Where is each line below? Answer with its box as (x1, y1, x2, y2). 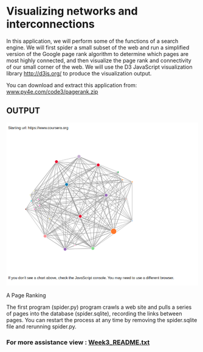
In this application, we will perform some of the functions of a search (6, 37, 179, 44)
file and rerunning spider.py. (6, 323, 77, 330)
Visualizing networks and (6, 4, 138, 18)
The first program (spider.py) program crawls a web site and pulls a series (6, 303, 192, 311)
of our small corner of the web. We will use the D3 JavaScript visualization (6, 63, 193, 71)
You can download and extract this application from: (6, 81, 137, 89)
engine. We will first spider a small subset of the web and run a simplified (6, 44, 190, 51)
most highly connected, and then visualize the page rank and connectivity (6, 57, 191, 64)
